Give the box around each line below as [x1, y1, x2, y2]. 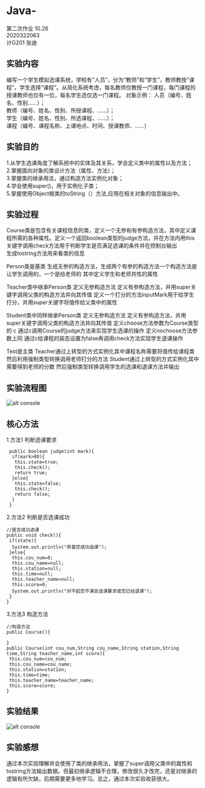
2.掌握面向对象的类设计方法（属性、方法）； [6, 167, 116, 174]
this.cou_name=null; [12, 560, 64, 566]
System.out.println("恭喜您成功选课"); [12, 544, 107, 550]
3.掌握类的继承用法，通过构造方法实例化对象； [6, 174, 124, 181]
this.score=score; [9, 683, 56, 689]
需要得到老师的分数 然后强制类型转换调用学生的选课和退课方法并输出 [6, 363, 179, 371]
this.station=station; [9, 667, 67, 673]
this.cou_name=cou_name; [9, 661, 72, 667]
